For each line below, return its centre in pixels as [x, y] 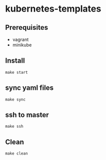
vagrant [21, 39]
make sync [16, 99]
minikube [22, 45]
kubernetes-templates [53, 9]
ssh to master [27, 115]
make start [17, 72]
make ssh [14, 127]
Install [15, 61]
